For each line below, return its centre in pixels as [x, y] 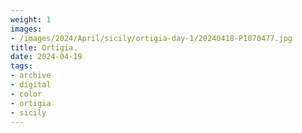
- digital [31, 85]
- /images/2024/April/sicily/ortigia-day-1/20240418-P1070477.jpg [151, 38]
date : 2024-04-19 [46, 57]
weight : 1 [31, 19]
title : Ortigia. [44, 47]
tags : [21, 66]
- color [26, 94]
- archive [31, 76]
